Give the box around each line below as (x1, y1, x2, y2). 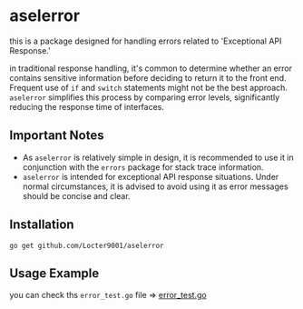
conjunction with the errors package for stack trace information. (22, 161, 265, 173)
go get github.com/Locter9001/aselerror (9, 241, 165, 250)
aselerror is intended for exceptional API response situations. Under (22, 171, 279, 182)
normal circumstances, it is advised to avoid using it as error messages (22, 181, 288, 192)
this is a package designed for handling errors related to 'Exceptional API (9, 35, 282, 46)
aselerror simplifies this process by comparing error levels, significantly (9, 92, 280, 103)
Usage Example (9, 265, 100, 281)
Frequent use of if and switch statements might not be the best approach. (9, 82, 288, 93)
